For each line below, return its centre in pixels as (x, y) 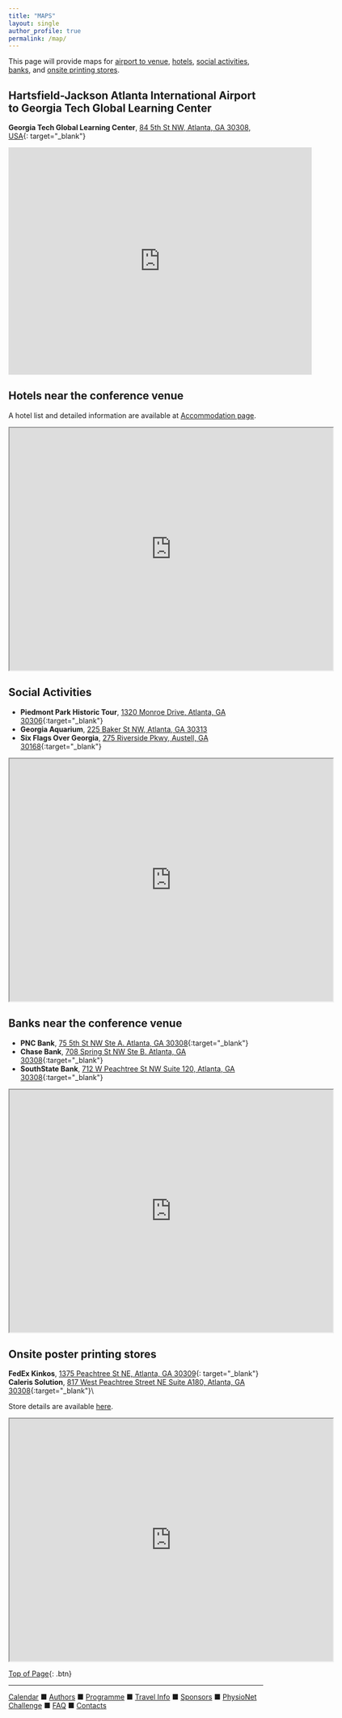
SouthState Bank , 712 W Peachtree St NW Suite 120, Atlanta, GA (127, 1069)
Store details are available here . (61, 1407)
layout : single (34, 23)
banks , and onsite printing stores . (64, 70)
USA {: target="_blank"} (47, 136)
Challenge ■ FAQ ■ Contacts (57, 1706)
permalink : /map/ (38, 38)
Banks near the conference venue (95, 1024)
